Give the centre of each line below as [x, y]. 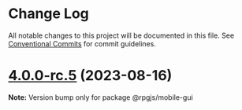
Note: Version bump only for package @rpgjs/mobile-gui [101, 97]
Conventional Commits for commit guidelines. [82, 43]
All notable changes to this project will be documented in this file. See [121, 35]
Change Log [48, 14]
